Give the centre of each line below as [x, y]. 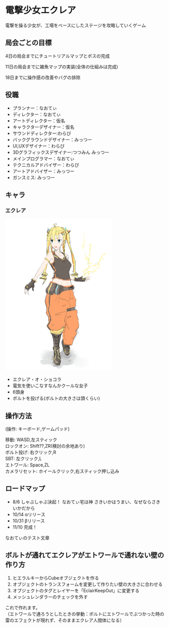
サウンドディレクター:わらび [42, 133]
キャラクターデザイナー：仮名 [43, 127]
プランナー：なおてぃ [35, 108]
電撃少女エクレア [41, 10]
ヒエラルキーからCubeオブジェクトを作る [56, 578]
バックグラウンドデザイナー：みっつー [52, 139]
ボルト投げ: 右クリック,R [31, 452]
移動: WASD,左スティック [31, 440]
